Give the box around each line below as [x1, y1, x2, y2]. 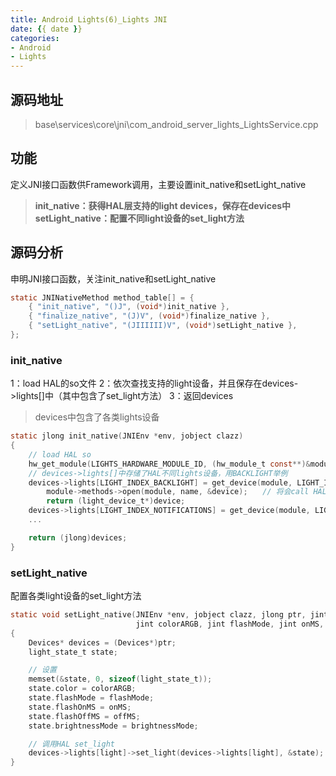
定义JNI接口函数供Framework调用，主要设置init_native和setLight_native [10, 178, 307, 190]
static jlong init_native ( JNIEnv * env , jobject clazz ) [10, 431, 244, 441]
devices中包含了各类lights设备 [34, 411, 160, 423]
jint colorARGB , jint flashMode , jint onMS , [135, 619, 325, 629]
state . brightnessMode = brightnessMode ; [28, 721, 199, 731]
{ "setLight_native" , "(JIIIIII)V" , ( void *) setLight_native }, [28, 321, 298, 331]
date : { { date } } [10, 24, 83, 34]
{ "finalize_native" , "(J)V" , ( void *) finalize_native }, [28, 311, 271, 321]
